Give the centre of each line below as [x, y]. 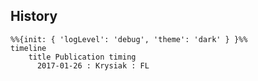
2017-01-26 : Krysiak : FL [93, 65]
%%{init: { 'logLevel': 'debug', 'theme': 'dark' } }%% [129, 39]
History [34, 16]
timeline [28, 48]
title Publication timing [82, 57]
